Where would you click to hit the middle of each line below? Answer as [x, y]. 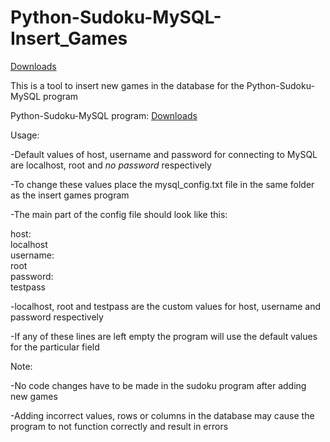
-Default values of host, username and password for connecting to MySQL [164, 154]
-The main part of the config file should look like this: [119, 214]
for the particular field [55, 347]
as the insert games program [70, 195]
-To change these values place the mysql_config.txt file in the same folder [162, 184]
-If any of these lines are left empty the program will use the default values [164, 336]
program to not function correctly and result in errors [119, 426]
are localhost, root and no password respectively [111, 165]
